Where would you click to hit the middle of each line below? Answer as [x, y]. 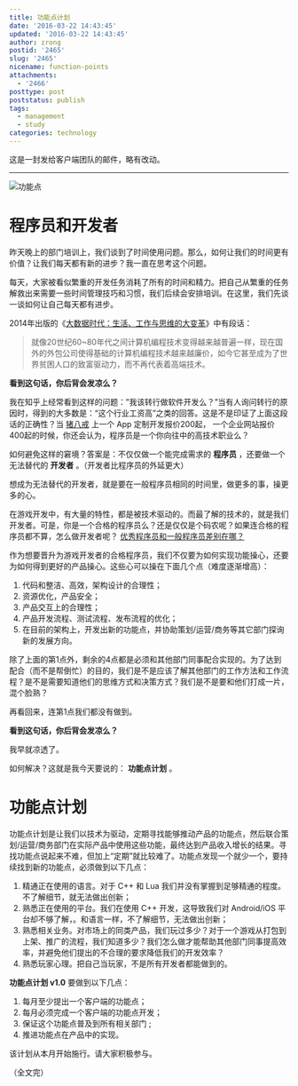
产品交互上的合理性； [61, 607]
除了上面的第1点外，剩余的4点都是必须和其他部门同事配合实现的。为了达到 [145, 659]
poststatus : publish [47, 100]
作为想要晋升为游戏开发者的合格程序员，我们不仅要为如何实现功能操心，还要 [149, 555]
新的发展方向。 [49, 640]
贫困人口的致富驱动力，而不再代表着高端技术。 [124, 364]
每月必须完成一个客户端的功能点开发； [92, 1012]
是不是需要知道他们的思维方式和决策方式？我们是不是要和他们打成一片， [157, 681]
